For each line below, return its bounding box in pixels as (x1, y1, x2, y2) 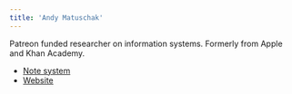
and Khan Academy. (9, 47, 86, 59)
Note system (22, 65, 71, 76)
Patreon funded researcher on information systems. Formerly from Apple (9, 38, 284, 49)
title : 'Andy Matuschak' (9, 13, 104, 23)
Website (22, 74, 55, 86)
